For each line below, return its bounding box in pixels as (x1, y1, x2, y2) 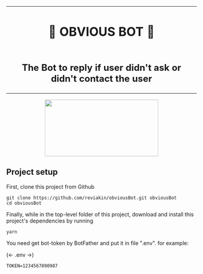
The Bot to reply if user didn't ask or (22, 62, 181, 73)
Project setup (6, 167, 59, 177)
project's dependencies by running (6, 217, 94, 224)
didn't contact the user (51, 73, 152, 84)
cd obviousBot (6, 200, 42, 206)
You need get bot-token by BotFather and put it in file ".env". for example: (6, 239, 189, 247)
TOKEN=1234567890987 (6, 263, 59, 269)
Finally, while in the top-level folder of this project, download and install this (6, 210, 195, 218)
